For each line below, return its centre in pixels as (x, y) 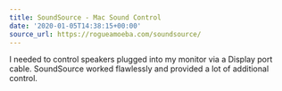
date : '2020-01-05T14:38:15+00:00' (75, 26)
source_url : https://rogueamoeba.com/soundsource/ (105, 34)
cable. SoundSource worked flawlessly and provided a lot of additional (139, 69)
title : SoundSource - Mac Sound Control (86, 17)
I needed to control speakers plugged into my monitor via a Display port (141, 60)
